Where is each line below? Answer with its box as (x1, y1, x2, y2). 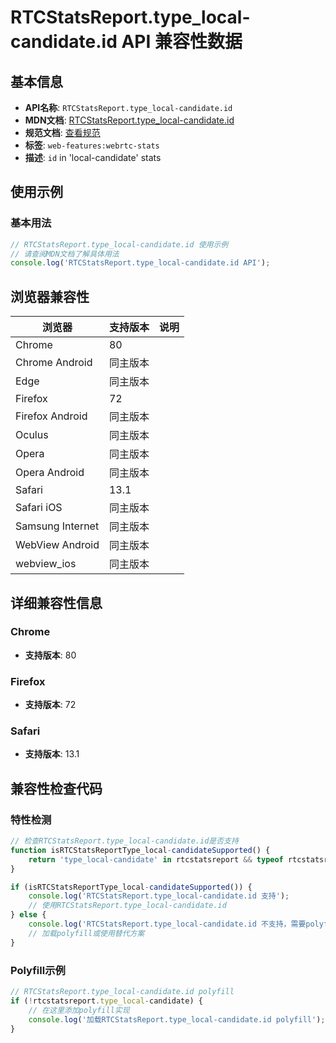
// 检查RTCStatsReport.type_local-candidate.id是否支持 (10, 836, 239, 846)
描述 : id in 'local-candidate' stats (24, 152, 162, 163)
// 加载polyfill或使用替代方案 (28, 928, 145, 938)
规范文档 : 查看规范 (24, 127, 101, 138)
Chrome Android (15, 356, 93, 370)
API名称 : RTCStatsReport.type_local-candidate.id (24, 102, 233, 113)
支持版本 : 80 (24, 649, 77, 661)
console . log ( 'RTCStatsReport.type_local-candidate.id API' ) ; (10, 258, 271, 268)
